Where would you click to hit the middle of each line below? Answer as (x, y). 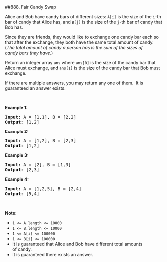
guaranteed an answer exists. (35, 88)
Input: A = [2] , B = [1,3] (38, 165)
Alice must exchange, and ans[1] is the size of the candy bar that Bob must (83, 68)
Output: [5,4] (22, 194)
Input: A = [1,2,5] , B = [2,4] (43, 189)
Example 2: (17, 131)
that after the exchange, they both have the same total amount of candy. (79, 42)
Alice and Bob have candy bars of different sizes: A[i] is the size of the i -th (83, 17)
